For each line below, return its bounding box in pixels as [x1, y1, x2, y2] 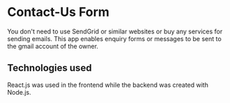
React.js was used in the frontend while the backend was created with [7, 81, 209, 89]
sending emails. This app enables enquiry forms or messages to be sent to [7, 34, 222, 42]
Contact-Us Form [7, 4, 110, 20]
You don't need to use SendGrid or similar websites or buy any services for [7, 27, 223, 35]
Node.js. [7, 88, 31, 96]
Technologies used [7, 62, 92, 74]
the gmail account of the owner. [7, 42, 99, 50]
